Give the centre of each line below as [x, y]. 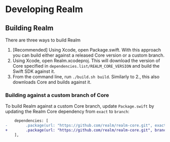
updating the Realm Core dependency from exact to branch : [67, 112]
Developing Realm [44, 9]
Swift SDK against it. [34, 71]
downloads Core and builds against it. [52, 82]
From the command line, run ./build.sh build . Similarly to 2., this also [86, 77]
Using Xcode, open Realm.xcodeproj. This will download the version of [86, 61]
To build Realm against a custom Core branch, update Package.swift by [80, 106]
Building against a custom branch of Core [57, 95]
